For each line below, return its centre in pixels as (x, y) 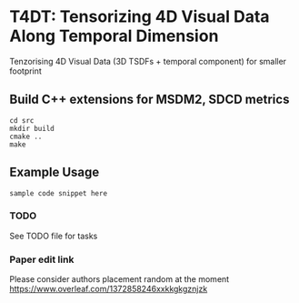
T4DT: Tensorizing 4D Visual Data (140, 17)
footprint (26, 71)
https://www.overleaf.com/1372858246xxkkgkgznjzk (109, 289)
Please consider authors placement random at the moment (120, 279)
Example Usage (55, 172)
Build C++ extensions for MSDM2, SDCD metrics (149, 100)
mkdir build (32, 128)
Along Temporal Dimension (114, 36)
